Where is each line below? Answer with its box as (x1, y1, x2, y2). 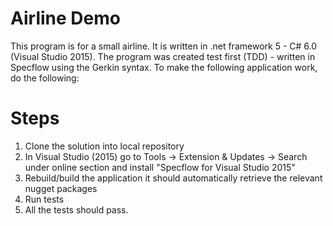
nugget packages (24, 182, 98, 194)
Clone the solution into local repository (24, 140, 185, 152)
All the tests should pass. (24, 203, 129, 216)
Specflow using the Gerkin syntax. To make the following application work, (10, 61, 318, 73)
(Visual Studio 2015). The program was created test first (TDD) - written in (10, 50, 316, 62)
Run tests (24, 193, 65, 205)
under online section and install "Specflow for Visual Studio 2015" (24, 161, 296, 173)
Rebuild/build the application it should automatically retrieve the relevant (24, 172, 323, 184)
